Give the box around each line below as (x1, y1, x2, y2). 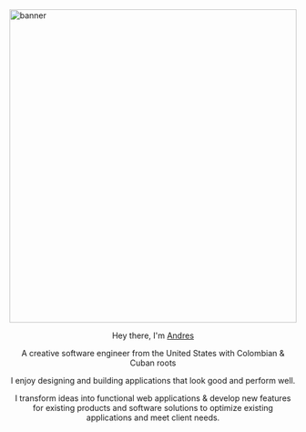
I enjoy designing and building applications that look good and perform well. (10, 375, 296, 386)
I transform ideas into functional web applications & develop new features (15, 393, 291, 404)
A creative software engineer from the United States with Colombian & (21, 348, 285, 358)
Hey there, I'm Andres (112, 330, 194, 341)
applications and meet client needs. (86, 412, 220, 423)
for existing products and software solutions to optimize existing (33, 403, 273, 413)
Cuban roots (129, 357, 177, 368)
